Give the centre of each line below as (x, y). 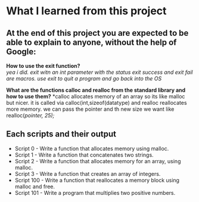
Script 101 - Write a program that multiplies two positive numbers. (95, 192)
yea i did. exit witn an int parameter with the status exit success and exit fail (99, 72)
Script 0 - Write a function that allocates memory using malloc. (92, 148)
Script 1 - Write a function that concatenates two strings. (84, 155)
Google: (21, 52)
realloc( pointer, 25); (30, 115)
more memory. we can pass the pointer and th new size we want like (90, 109)
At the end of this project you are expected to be (97, 33)
